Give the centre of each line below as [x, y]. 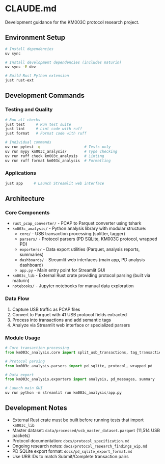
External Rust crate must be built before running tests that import [78, 420]
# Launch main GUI [24, 388]
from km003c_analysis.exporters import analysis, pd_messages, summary [80, 379]
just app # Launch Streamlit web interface [55, 183]
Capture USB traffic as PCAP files [46, 309]
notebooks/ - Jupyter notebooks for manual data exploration [73, 286]
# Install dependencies [29, 49]
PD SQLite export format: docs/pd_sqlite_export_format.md [72, 451]
